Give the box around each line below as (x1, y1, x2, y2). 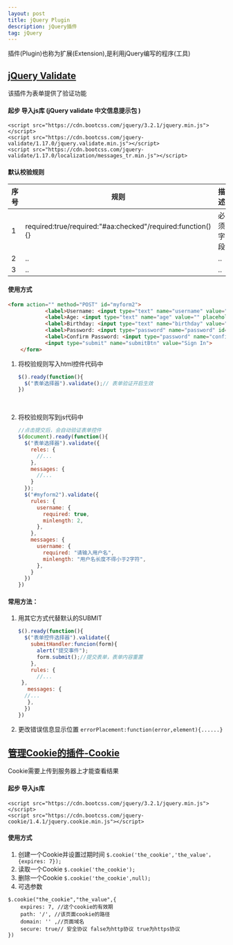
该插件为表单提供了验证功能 (8, 89, 87, 98)
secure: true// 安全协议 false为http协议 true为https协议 (20, 926, 180, 933)
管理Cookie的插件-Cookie (8, 748, 120, 759)
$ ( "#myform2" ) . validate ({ (24, 491, 100, 499)
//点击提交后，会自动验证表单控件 (17, 427, 102, 434)
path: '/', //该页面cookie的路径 (20, 910, 111, 918)
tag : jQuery (8, 29, 42, 37)
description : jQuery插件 (8, 23, 77, 30)
